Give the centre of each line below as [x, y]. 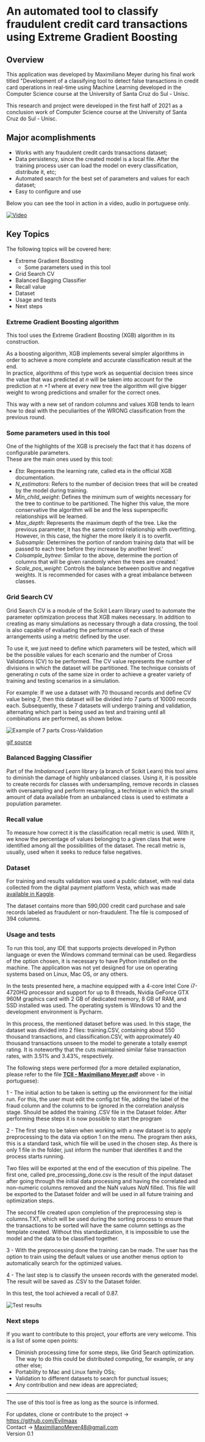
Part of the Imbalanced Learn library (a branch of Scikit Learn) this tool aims [102, 771]
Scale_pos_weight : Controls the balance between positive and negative [105, 568]
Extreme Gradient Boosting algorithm [63, 322]
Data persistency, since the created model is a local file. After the [97, 159]
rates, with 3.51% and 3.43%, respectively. [60, 1056]
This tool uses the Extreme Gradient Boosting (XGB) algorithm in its [91, 335]
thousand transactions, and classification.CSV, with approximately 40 [93, 1036]
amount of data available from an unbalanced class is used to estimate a [97, 797]
